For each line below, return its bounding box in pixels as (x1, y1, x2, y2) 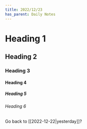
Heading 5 (5, 91, 27, 97)
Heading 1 (5, 33, 46, 44)
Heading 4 (5, 79, 27, 85)
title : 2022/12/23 (5, 7, 43, 12)
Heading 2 (5, 53, 38, 61)
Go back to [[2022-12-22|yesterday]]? (5, 119, 82, 125)
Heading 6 (5, 103, 26, 109)
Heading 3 (5, 67, 30, 74)
